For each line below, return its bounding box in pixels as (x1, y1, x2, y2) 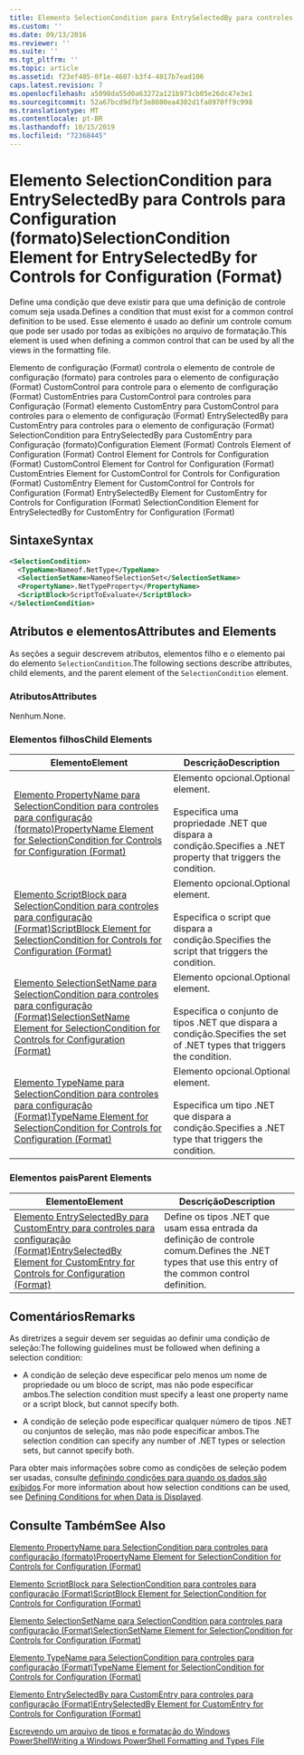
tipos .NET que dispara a (173, 1017, 278, 1029)
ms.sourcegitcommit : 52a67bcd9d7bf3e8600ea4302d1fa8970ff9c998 (9, 97, 253, 107)
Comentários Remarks (9, 1308, 136, 1324)
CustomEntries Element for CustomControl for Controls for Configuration (9, 468, 280, 478)
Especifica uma (173, 805, 239, 818)
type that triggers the (173, 1133, 263, 1146)
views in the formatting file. (9, 344, 111, 355)
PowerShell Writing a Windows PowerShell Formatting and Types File (9, 1736, 265, 1747)
